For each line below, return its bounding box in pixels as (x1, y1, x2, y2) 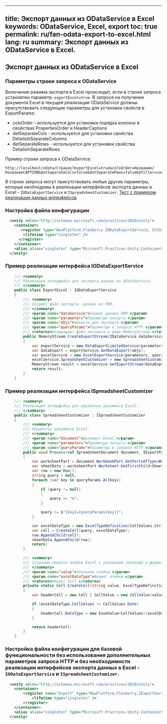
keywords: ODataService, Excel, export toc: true (5, 22, 158, 31)
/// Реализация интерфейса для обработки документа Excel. (14, 403, 139, 409)
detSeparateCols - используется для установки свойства (12, 131, 133, 137)
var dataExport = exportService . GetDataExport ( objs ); (31, 348, 146, 353)
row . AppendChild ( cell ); (31, 533, 81, 538)
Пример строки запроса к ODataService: (5, 156, 91, 162)
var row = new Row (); (31, 468, 77, 473)
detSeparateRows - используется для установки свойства (12, 141, 135, 147)
